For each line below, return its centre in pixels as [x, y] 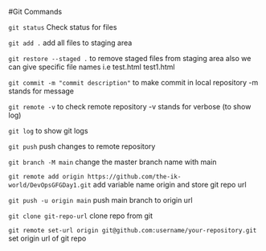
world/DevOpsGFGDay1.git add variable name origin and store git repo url [127, 185]
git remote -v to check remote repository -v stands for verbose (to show [130, 107]
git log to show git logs [48, 131]
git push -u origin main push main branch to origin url [100, 200]
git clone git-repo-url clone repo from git [81, 216]
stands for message [41, 91]
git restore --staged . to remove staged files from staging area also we [130, 58]
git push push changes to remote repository [82, 146]
